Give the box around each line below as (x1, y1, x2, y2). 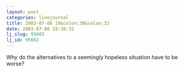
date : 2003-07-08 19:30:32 (6, 25, 74, 32)
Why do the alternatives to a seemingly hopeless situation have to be (6, 54, 179, 61)
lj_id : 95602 (6, 37, 39, 43)
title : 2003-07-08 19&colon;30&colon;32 (6, 20, 110, 26)
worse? (6, 60, 25, 67)
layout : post (6, 8, 39, 15)
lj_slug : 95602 (6, 31, 45, 38)
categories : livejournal (6, 15, 69, 21)
